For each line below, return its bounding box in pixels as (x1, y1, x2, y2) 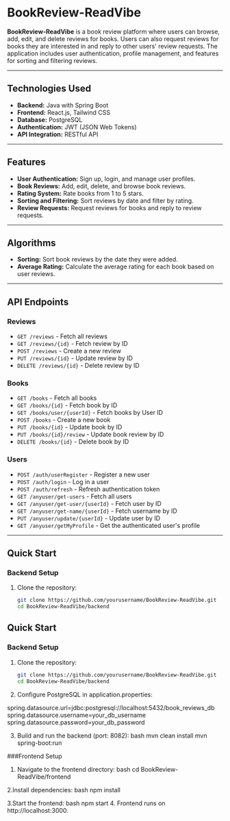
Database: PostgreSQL (16, 115, 83, 124)
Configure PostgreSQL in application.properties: (16, 690, 153, 698)
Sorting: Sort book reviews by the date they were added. (16, 255, 178, 264)
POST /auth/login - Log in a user (16, 477, 110, 485)
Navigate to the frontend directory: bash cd (16, 765, 140, 773)
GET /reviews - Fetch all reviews (16, 332, 108, 340)
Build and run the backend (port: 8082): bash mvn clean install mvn (16, 731, 207, 740)
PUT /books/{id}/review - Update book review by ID (16, 430, 164, 439)
